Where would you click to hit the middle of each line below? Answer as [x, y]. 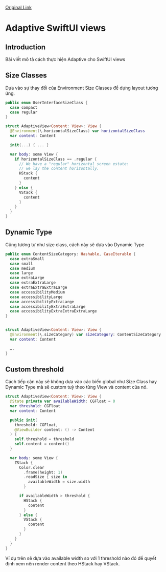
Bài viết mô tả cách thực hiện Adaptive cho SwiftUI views [65, 59]
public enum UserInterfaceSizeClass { [46, 103]
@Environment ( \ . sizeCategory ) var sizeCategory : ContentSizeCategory [85, 334]
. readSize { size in [45, 477]
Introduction [26, 47]
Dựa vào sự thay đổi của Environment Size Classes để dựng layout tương [82, 88]
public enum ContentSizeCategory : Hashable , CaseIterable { [71, 254]
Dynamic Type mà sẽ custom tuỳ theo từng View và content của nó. [77, 387]
